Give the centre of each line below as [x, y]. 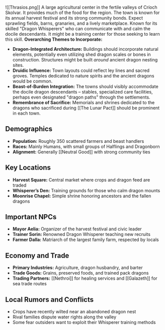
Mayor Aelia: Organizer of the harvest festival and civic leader [77, 229]
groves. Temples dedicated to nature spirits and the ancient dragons [83, 76]
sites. [18, 65]
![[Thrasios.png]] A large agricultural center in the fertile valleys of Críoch [81, 7]
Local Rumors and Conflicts [50, 300]
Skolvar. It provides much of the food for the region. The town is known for [82, 13]
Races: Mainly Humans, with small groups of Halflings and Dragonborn [86, 146]
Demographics [29, 129]
